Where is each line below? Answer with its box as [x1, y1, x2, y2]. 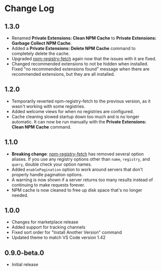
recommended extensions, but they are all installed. [11, 71, 115, 77]
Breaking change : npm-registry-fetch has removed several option [11, 151, 144, 157]
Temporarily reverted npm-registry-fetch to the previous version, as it [11, 98, 151, 104]
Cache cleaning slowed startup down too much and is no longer [11, 114, 140, 119]
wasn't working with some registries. [11, 103, 85, 109]
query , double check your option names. [11, 161, 92, 167]
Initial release [11, 262, 38, 268]
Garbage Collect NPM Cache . [11, 40, 72, 46]
